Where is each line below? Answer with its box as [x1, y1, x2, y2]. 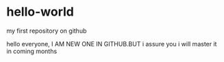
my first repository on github [6, 27, 87, 35]
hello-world [6, 4, 75, 20]
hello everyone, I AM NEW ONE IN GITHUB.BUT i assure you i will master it [6, 40, 217, 48]
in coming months [6, 47, 58, 55]
